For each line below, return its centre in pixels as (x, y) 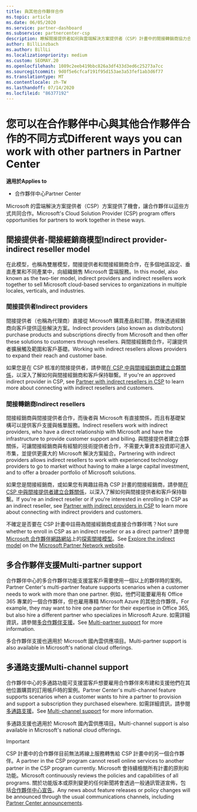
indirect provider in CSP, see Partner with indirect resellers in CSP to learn (95, 381)
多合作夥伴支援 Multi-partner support (74, 565)
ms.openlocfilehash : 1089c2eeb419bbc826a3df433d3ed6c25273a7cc (85, 66)
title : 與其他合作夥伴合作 (35, 11)
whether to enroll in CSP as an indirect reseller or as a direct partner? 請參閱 (98, 532)
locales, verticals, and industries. (46, 290)
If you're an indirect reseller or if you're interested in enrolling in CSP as (102, 500)
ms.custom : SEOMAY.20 (32, 60)
